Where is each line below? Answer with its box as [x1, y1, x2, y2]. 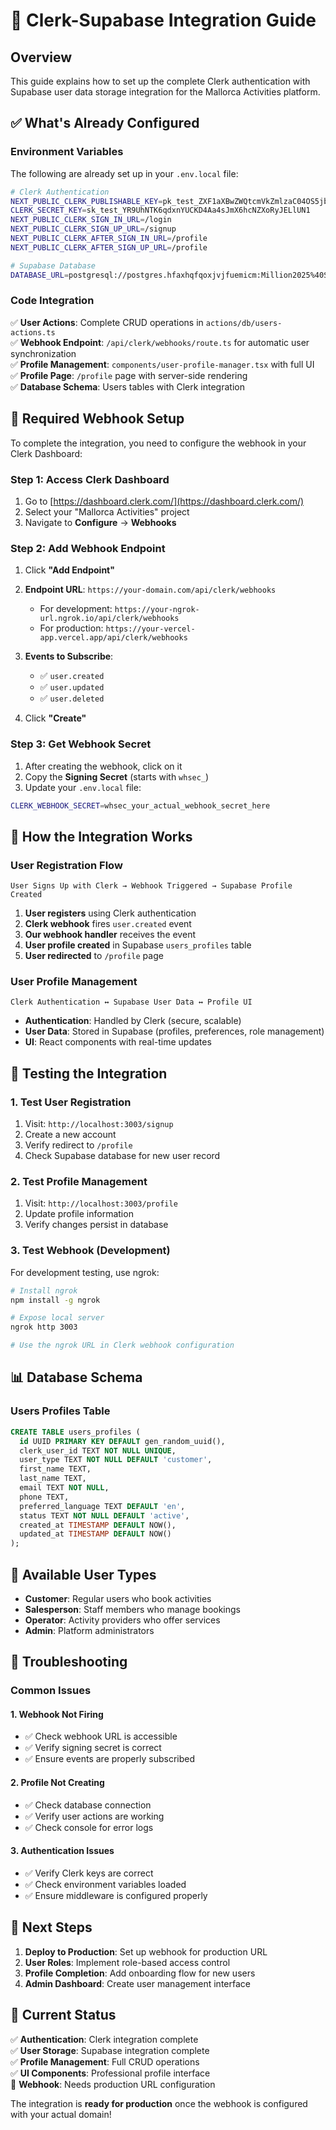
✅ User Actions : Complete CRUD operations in [10, 316, 204, 328]
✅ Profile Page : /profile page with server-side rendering [10, 369, 248, 381]
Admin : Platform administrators [24, 1624, 155, 1636]
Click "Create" [24, 712, 87, 724]
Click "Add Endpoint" [24, 564, 115, 576]
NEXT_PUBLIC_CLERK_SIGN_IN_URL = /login [10, 215, 172, 225]
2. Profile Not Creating [10, 1777, 105, 1789]
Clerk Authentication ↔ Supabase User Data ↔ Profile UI [10, 997, 253, 1008]
